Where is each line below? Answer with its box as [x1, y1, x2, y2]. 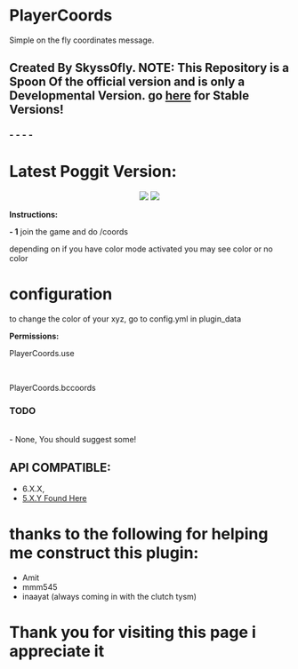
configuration [9, 284, 113, 305]
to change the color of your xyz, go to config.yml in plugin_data [9, 314, 242, 324]
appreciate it [9, 641, 105, 662]
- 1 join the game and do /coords [9, 227, 129, 237]
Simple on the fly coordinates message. [9, 35, 155, 45]
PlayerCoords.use [9, 348, 75, 359]
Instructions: [9, 210, 59, 220]
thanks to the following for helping [9, 524, 269, 545]
